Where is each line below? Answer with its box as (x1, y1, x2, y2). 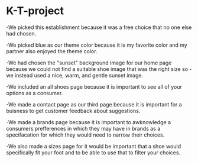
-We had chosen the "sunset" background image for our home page (6, 59, 172, 66)
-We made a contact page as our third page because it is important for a (6, 101, 182, 108)
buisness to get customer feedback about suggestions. (6, 107, 141, 114)
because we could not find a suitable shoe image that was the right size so (6, 65, 188, 72)
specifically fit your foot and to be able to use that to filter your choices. (6, 149, 181, 156)
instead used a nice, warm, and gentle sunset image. (14, 72, 144, 79)
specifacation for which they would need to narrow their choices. (6, 131, 165, 138)
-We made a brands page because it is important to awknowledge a (6, 118, 171, 125)
